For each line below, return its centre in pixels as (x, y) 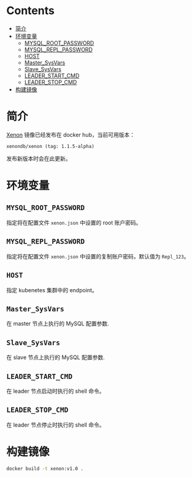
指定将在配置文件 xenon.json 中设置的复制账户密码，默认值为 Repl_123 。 (98, 256)
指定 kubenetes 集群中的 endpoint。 (52, 290)
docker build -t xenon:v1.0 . (45, 468)
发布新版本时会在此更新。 (39, 158)
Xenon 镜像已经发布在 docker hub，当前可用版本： (71, 134)
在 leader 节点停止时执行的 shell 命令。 (56, 425)
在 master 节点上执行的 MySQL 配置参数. (58, 324)
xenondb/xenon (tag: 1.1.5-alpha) (51, 146)
